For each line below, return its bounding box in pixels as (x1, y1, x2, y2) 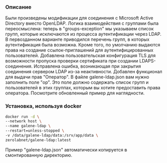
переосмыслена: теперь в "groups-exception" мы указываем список (5, 26, 154, 32)
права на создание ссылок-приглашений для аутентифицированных (5, 47, 153, 53)
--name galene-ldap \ (5, 124, 51, 129)
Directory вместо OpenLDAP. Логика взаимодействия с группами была (5, 20, 159, 26)
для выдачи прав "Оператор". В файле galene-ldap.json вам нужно (5, 74, 149, 80)
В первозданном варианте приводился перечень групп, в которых (5, 36, 150, 42)
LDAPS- (139, 58, 156, 64)
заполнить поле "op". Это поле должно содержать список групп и (5, 79, 149, 85)
